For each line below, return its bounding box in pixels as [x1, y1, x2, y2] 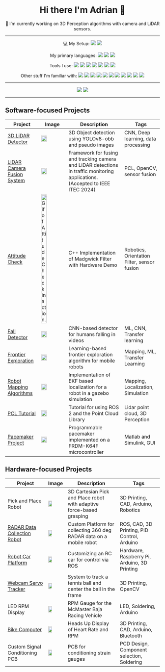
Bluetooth [119, 632, 142, 639]
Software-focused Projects [5, 106, 90, 115]
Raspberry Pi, [119, 553, 151, 560]
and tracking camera [68, 155, 116, 162]
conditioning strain [68, 649, 111, 656]
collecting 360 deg [68, 527, 112, 534]
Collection [7, 530, 31, 537]
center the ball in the [68, 586, 115, 593]
